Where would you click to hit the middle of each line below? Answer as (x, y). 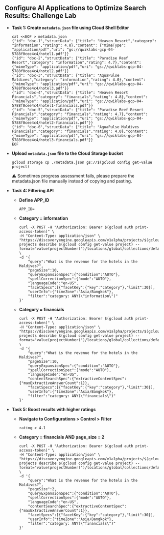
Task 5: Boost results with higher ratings (54, 409)
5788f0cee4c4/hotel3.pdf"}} (40, 88)
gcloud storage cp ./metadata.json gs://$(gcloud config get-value (82, 162)
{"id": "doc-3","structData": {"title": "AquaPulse (65, 75)
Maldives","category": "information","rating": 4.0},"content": (79, 80)
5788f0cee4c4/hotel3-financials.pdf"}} (52, 140)
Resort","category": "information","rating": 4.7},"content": (76, 62)
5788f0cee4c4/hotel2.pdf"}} (40, 71)
